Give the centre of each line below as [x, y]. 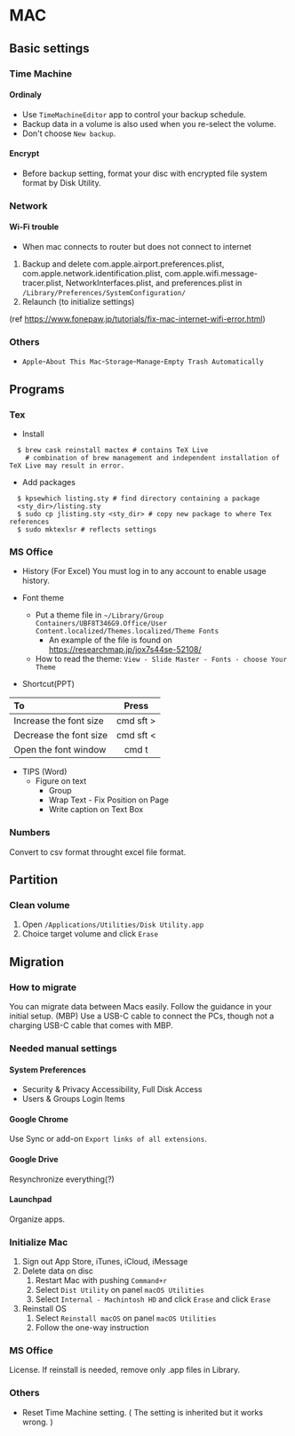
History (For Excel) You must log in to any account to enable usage [144, 571]
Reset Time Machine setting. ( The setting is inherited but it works [143, 1412]
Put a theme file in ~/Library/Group [100, 615]
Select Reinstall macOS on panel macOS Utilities [126, 1318]
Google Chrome [39, 1119]
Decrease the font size [61, 736]
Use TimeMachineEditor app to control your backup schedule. [134, 114]
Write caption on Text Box [96, 810]
